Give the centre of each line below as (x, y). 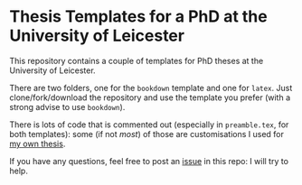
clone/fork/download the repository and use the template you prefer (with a (150, 97)
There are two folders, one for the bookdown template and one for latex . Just (151, 88)
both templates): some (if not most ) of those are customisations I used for (147, 134)
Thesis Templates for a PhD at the (139, 17)
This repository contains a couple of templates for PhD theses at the (137, 60)
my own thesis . (38, 143)
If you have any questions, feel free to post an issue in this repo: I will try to (149, 161)
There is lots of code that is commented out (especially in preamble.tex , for (149, 125)
